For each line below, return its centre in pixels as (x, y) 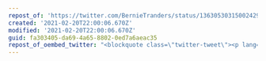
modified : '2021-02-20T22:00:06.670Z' (72, 30)
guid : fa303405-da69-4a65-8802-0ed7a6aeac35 (83, 38)
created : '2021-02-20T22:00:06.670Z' (70, 23)
